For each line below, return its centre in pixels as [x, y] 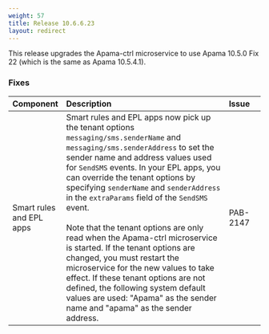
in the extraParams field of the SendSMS [137, 198]
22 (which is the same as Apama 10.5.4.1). [77, 62]
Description [89, 104]
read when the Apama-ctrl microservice [142, 238]
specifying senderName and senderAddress [143, 187]
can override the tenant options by [131, 177]
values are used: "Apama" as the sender [142, 298]
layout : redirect [37, 31]
